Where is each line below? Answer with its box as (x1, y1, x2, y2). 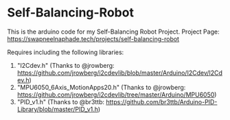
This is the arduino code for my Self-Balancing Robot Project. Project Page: (7, 27, 220, 36)
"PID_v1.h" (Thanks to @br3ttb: (16, 97, 105, 106)
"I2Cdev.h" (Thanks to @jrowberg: (16, 61, 115, 69)
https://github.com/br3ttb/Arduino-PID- (106, 97, 218, 106)
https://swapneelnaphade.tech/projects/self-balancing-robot (7, 34, 180, 43)
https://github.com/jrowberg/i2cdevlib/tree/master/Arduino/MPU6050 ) (16, 91, 217, 99)
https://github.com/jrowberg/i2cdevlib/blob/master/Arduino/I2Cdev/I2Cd (16, 69, 223, 77)
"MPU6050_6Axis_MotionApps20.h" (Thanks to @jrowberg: (16, 83, 186, 91)
